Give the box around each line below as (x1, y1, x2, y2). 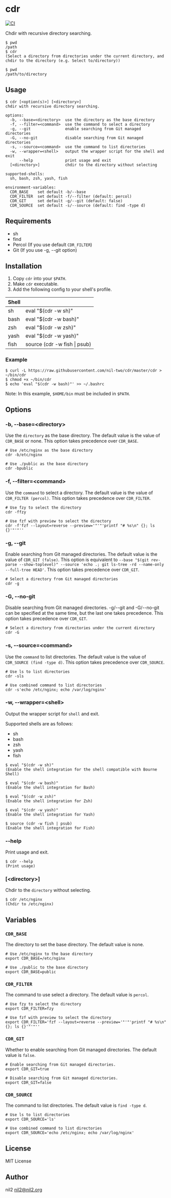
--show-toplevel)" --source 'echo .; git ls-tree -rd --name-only (18, 562, 164, 567)
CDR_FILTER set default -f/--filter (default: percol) (10, 194, 132, 199)
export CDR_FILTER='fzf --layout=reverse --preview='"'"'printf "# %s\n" (5, 1020, 167, 1025)
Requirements (5, 217, 51, 225)
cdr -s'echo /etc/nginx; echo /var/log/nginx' (5, 687, 107, 692)
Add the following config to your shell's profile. (12, 286, 112, 292)
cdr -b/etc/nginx (5, 453, 43, 458)
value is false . (5, 1052, 36, 1058)
